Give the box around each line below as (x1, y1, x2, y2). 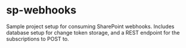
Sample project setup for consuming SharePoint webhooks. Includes (6, 23, 175, 30)
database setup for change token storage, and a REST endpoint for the (6, 29, 180, 36)
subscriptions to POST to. (6, 35, 70, 42)
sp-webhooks (6, 4, 76, 17)
